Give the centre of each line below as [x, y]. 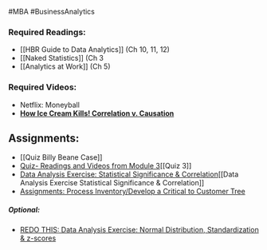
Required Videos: [43, 87]
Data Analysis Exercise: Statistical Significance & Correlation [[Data [129, 174]
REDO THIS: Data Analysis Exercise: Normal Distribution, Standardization [139, 230]
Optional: [24, 210]
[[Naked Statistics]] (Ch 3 [62, 58]
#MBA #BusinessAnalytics [52, 12]
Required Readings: [47, 32]
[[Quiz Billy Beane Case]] [61, 157]
